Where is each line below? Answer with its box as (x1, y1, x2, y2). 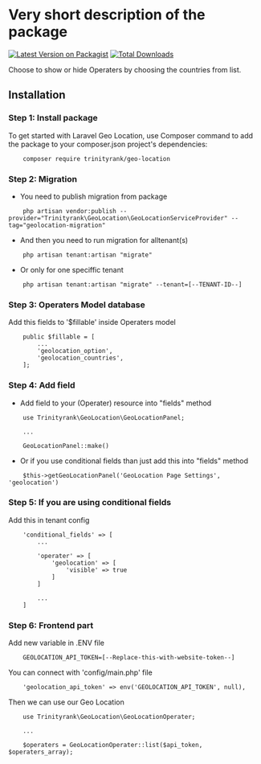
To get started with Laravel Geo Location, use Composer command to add (8, 130, 254, 140)
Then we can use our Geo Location (8, 697, 124, 707)
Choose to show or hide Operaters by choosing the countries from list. (8, 64, 242, 74)
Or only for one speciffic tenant (19, 265, 124, 274)
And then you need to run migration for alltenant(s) (19, 235, 189, 244)
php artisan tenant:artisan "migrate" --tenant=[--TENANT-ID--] (22, 280, 243, 289)
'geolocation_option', (37, 347, 113, 355)
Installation (8, 88, 66, 102)
